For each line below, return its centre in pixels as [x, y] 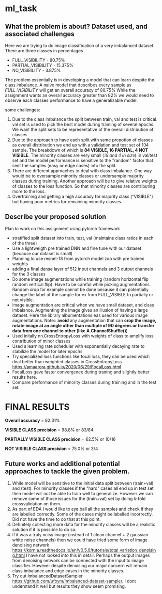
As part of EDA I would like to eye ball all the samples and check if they [83, 509]
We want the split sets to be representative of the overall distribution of [83, 129]
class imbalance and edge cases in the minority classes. [68, 571]
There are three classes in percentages [44, 51]
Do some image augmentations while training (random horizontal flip [80, 279]
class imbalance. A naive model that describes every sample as [68, 85]
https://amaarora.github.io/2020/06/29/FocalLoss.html [67, 367]
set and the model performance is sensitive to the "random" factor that [83, 160]
